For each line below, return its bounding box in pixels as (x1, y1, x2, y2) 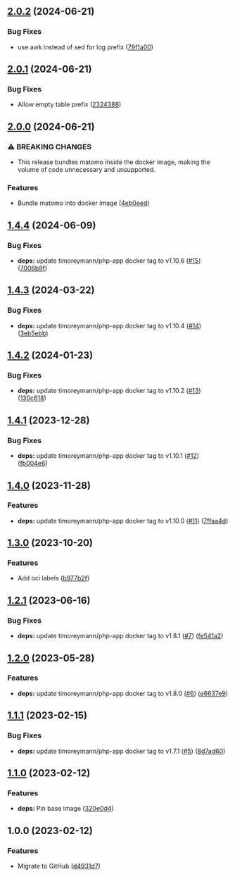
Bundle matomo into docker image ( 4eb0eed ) (17, 199, 150, 207)
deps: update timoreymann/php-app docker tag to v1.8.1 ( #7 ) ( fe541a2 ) (17, 632, 224, 640)
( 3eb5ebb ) (17, 329, 49, 337)
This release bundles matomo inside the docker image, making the (17, 158, 211, 166)
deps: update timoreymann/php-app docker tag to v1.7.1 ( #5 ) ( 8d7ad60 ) (17, 747, 226, 755)
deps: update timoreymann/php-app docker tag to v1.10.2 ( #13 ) (17, 387, 202, 395)
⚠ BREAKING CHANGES (7, 142, 92, 151)
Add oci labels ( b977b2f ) (17, 574, 90, 583)
